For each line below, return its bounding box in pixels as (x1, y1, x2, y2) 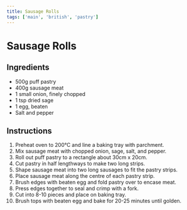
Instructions (6, 126, 52, 136)
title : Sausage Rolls (6, 8, 60, 15)
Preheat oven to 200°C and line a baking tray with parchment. (15, 142, 164, 149)
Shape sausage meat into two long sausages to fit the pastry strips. (15, 166, 178, 173)
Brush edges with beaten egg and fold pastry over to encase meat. (15, 179, 176, 186)
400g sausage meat (15, 84, 64, 91)
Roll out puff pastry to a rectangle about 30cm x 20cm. (15, 154, 148, 161)
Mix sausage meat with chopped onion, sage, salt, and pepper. (15, 147, 167, 155)
